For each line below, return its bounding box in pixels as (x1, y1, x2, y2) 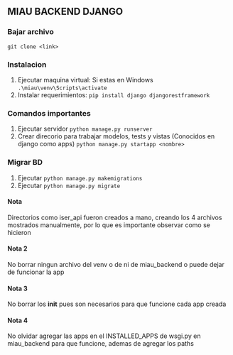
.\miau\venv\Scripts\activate (17, 84, 108, 92)
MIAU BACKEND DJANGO (7, 6, 123, 18)
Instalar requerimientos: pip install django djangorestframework (17, 90, 210, 99)
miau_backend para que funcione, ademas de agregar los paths (7, 339, 194, 348)
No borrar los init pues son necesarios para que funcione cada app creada (7, 300, 227, 308)
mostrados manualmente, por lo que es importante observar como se (7, 220, 211, 229)
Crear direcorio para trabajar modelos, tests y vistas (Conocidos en (17, 132, 215, 141)
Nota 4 (7, 316, 28, 324)
